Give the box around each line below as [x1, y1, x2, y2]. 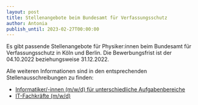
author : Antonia [6, 20, 48, 26]
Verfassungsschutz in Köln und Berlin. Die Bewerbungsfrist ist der [6, 49, 172, 57]
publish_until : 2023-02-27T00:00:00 [6, 26, 99, 32]
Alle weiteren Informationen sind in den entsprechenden [6, 68, 147, 75]
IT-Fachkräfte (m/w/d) [15, 92, 71, 100]
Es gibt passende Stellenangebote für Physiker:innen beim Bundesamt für [6, 43, 192, 50]
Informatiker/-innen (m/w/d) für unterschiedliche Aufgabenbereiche [15, 86, 186, 93]
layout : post [6, 9, 40, 15]
